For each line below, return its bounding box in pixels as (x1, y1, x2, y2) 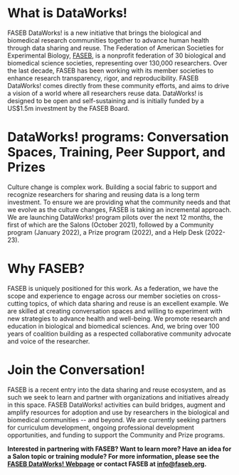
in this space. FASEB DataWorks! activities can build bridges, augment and (7, 400, 225, 409)
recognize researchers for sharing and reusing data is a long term (7, 190, 200, 198)
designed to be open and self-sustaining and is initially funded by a (7, 96, 204, 105)
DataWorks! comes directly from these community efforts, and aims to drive (7, 81, 230, 90)
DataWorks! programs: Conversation (7, 129, 229, 145)
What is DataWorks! (7, 5, 128, 21)
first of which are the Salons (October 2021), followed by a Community (7, 220, 214, 229)
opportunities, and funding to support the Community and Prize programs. (7, 430, 225, 439)
